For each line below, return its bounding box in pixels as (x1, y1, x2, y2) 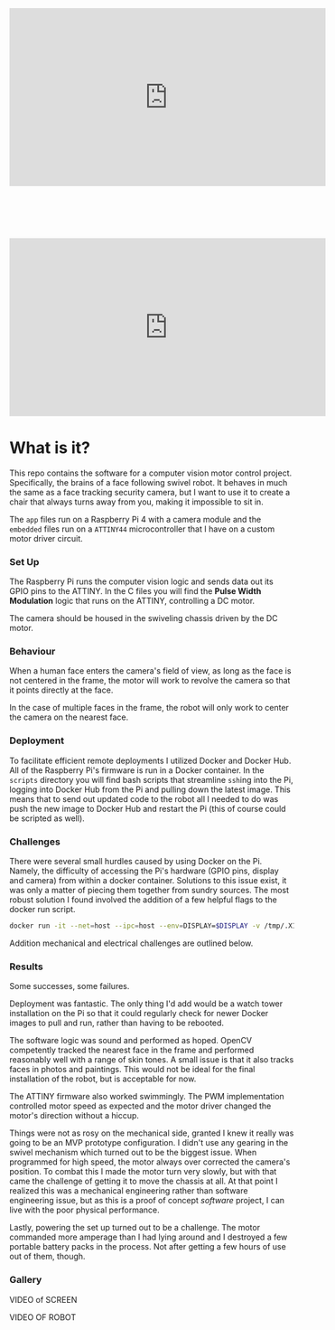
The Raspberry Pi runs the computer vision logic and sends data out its (9, 576, 274, 587)
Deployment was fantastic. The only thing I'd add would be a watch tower (9, 998, 284, 1009)
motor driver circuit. (9, 533, 83, 543)
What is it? (9, 438, 91, 458)
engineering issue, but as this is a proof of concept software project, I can (9, 1195, 285, 1206)
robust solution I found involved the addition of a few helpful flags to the (9, 894, 277, 905)
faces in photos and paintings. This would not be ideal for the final (9, 1064, 256, 1075)
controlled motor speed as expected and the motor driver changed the (9, 1100, 272, 1111)
